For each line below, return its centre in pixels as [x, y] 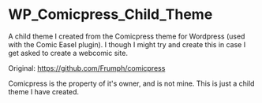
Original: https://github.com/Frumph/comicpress [87, 68]
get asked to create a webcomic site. [68, 53]
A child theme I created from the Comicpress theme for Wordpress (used [127, 36]
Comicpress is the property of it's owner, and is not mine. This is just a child [131, 83]
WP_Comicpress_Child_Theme [110, 15]
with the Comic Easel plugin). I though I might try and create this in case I [127, 44]
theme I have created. [44, 91]
